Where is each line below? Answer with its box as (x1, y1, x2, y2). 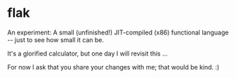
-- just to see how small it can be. (7, 35, 104, 44)
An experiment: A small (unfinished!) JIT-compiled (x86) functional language (7, 28, 229, 37)
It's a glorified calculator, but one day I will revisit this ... (7, 49, 168, 58)
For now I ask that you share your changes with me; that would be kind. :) (7, 63, 220, 71)
